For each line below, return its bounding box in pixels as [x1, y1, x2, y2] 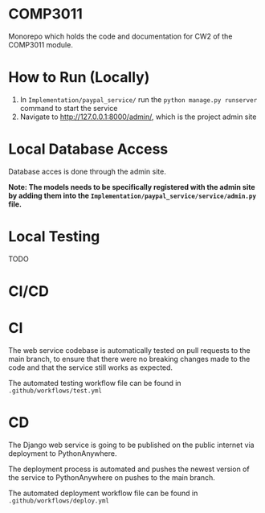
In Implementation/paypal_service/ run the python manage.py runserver [19, 94, 258, 105]
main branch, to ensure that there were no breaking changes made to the [8, 354, 251, 363]
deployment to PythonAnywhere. [8, 448, 117, 458]
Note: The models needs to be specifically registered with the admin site [8, 182, 255, 191]
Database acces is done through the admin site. [8, 166, 166, 176]
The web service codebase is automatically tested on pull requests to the [8, 345, 251, 355]
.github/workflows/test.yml [8, 387, 103, 395]
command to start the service [19, 103, 118, 113]
